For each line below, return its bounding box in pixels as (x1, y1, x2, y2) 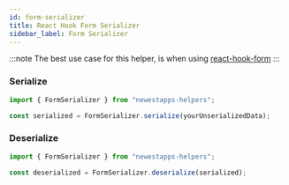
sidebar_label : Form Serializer (9, 29, 128, 38)
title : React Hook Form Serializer (9, 21, 141, 30)
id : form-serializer (9, 12, 86, 22)
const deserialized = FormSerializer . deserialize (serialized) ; (9, 168, 247, 177)
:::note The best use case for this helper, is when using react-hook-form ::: (9, 54, 280, 64)
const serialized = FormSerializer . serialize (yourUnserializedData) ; (9, 111, 271, 120)
